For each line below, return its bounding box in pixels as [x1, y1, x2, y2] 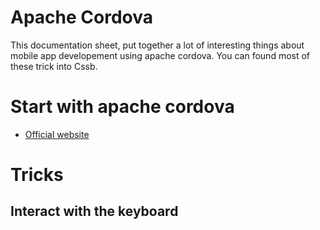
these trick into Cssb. [10, 60, 98, 72]
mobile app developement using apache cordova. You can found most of [10, 49, 311, 61]
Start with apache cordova [10, 96, 235, 118]
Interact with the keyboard [10, 203, 179, 220]
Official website [24, 128, 90, 140]
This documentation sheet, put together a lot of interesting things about [10, 39, 305, 51]
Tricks [10, 164, 64, 186]
